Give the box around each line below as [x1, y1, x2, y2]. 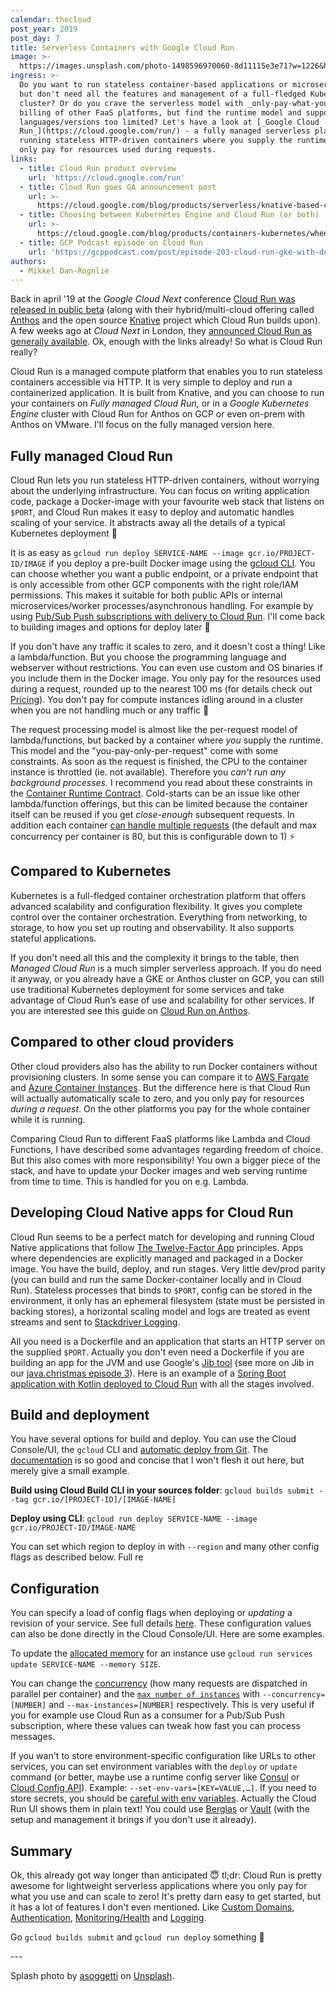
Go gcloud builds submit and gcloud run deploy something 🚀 [10, 1931, 265, 1943]
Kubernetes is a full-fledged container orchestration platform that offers [10, 889, 307, 901]
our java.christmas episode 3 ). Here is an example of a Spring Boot [10, 1367, 287, 1379]
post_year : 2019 [10, 24, 78, 34]
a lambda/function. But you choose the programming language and [10, 651, 287, 663]
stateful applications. [10, 932, 97, 944]
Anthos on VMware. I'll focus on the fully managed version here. [10, 419, 275, 431]
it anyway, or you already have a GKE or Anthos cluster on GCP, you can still [10, 972, 325, 985]
